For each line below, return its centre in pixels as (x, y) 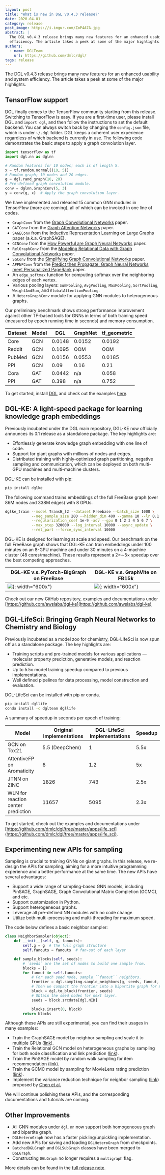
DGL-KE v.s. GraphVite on (126, 572)
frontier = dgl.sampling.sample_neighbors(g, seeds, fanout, (95, 982)
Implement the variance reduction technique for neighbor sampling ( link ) (85, 1080)
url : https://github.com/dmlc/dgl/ (50, 55)
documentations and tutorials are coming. (47, 1100)
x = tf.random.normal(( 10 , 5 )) (37, 170)
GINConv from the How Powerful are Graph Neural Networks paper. (79, 243)
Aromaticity (21, 771)
